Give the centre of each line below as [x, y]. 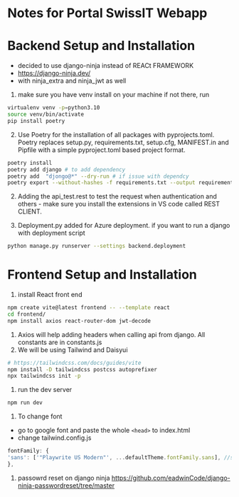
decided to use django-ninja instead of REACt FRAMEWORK [106, 66]
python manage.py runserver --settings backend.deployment [97, 246]
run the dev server [45, 390]
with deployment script [51, 233]
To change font [40, 416]
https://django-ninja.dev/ [54, 74]
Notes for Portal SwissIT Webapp [107, 13]
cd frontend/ [27, 314]
